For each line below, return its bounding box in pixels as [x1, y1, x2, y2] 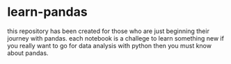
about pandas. [7, 49, 49, 57]
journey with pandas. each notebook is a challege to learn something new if [7, 34, 225, 42]
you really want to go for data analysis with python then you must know [7, 41, 212, 50]
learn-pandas [7, 4, 88, 20]
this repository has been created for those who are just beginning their [7, 27, 210, 35]
